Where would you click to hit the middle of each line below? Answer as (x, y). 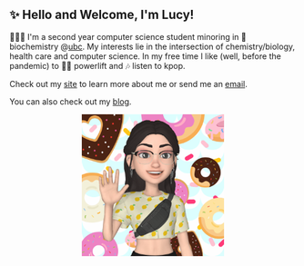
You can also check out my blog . (71, 101)
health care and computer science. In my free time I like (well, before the (146, 56)
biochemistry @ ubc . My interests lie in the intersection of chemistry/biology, (152, 46)
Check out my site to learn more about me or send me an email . (128, 84)
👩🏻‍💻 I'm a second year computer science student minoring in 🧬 (128, 36)
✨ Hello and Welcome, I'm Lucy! (102, 15)
